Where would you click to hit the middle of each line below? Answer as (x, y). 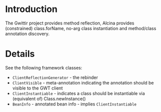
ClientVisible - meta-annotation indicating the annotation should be (83, 82)
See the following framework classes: (44, 67)
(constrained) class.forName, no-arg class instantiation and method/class (81, 28)
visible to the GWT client (38, 88)
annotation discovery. (27, 33)
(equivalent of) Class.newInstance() (49, 98)
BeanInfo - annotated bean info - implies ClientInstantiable (75, 104)
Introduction (31, 9)
